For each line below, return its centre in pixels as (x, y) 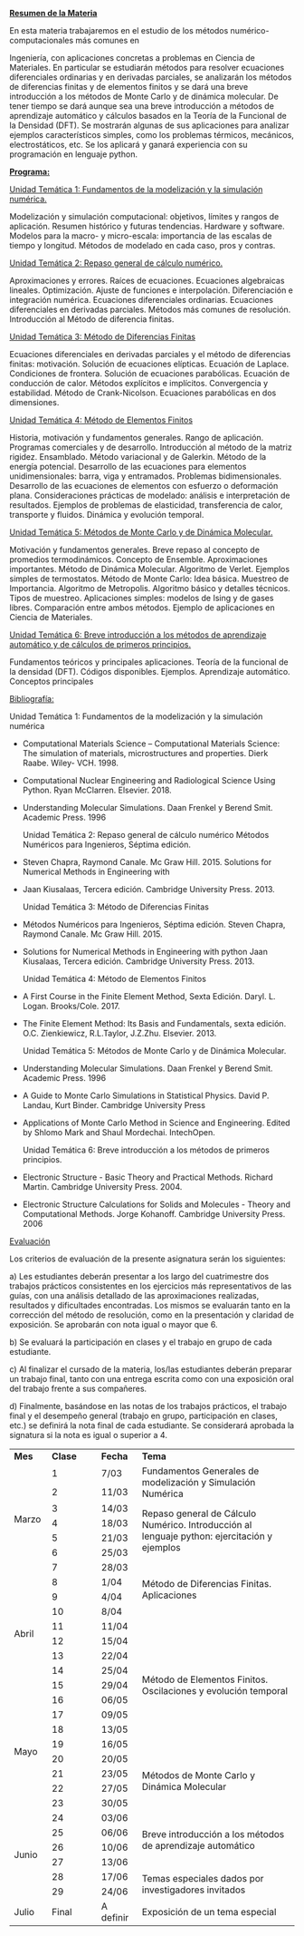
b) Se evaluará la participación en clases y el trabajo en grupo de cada (141, 1342)
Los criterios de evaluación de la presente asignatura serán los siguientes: (148, 1259)
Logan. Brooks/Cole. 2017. (71, 1006)
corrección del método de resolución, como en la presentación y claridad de (152, 1315)
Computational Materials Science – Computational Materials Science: (151, 744)
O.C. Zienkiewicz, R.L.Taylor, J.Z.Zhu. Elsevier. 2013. (119, 1033)
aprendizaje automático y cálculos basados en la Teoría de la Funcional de (148, 116)
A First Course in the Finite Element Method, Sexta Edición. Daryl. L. (149, 996)
